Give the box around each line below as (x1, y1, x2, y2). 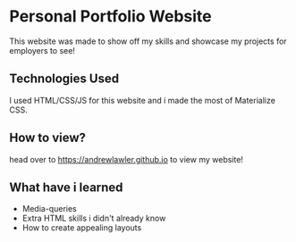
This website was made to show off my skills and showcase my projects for (9, 36, 288, 46)
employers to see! (9, 45, 76, 55)
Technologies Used (9, 71, 119, 87)
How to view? (9, 130, 87, 146)
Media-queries (21, 204, 78, 214)
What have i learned (9, 179, 123, 195)
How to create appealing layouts (21, 222, 142, 233)
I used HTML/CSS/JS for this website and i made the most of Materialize (9, 95, 275, 105)
